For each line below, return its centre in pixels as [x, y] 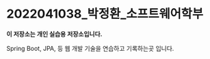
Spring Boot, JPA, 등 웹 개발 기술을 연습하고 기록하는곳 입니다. [90, 48]
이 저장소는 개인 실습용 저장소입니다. [55, 34]
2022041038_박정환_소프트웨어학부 [105, 14]
